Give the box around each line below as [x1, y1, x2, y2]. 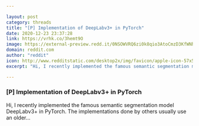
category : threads [6, 19, 52, 25]
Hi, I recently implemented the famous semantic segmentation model [6, 101, 175, 108]
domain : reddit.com [6, 47, 54, 53]
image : [6, 41, 23, 47]
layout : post [6, 14, 38, 20]
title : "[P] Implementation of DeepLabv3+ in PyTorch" [6, 25, 145, 31]
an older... [6, 114, 31, 121]
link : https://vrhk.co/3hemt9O [6, 36, 84, 42]
